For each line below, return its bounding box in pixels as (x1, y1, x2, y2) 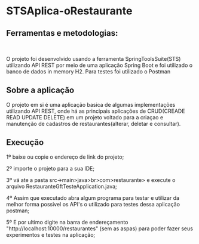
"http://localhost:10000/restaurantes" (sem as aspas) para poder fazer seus (6, 225, 193, 232)
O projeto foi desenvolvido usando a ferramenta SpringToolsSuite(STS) (6, 55, 181, 62)
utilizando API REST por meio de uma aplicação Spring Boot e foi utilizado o (6, 61, 193, 69)
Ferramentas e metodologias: (6, 28, 118, 38)
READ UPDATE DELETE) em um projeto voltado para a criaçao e (6, 113, 164, 121)
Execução (6, 137, 44, 147)
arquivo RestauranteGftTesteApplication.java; (6, 183, 118, 190)
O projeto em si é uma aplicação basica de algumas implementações (6, 101, 176, 108)
